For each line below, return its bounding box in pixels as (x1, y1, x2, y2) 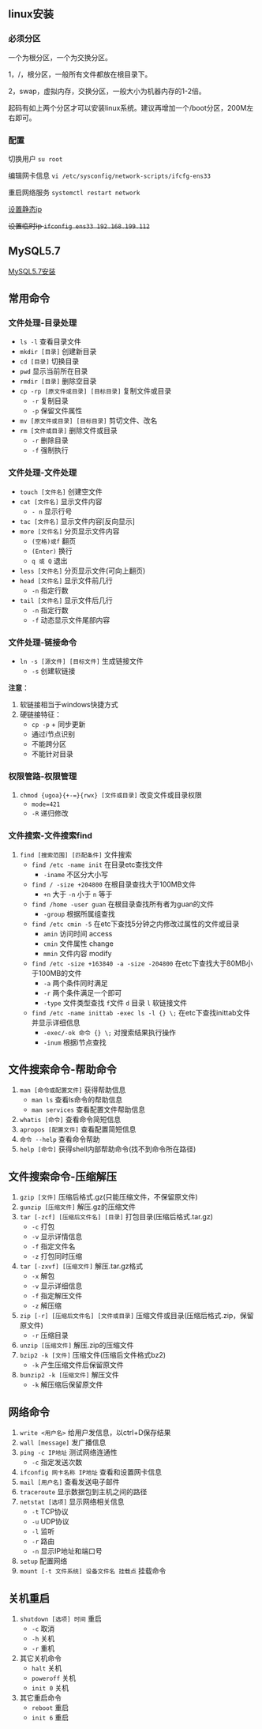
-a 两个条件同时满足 (43, 978, 108, 988)
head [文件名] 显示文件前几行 (19, 575, 113, 585)
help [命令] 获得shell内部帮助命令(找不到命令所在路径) (19, 1144, 196, 1154)
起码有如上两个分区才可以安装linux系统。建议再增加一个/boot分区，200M (8, 103, 247, 112)
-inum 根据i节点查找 (43, 1038, 107, 1047)
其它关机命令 (19, 1653, 62, 1663)
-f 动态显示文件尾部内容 (31, 615, 110, 624)
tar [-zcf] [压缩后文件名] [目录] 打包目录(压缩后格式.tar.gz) (19, 1212, 213, 1222)
